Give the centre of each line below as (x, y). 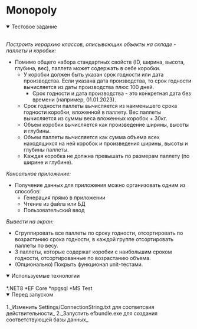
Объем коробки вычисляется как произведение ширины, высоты (106, 124)
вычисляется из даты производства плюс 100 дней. (89, 87)
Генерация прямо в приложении (64, 198)
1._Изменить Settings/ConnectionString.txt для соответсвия (80, 307)
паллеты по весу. (36, 245)
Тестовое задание (34, 27)
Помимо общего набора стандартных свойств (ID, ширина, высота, (100, 62)
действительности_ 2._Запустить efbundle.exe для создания (82, 313)
